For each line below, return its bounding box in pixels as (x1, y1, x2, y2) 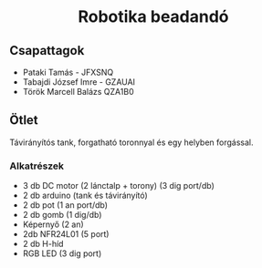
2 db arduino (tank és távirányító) (22, 190, 148, 201)
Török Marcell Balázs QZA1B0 (22, 87, 134, 97)
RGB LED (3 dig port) (22, 248, 102, 259)
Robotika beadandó (77, 6, 230, 27)
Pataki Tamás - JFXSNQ (22, 67, 114, 77)
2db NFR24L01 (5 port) (22, 229, 110, 240)
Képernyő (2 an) (22, 219, 84, 230)
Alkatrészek (9, 160, 65, 172)
